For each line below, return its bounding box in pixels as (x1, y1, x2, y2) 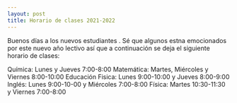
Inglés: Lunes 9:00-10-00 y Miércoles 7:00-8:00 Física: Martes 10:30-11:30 (7, 80, 226, 88)
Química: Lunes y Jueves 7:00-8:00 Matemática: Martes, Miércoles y (7, 65, 209, 73)
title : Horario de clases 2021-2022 (7, 17, 115, 24)
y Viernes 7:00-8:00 (7, 87, 67, 96)
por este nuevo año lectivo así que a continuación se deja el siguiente (7, 44, 210, 52)
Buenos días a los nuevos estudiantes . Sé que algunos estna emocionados (7, 36, 227, 44)
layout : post (7, 10, 46, 18)
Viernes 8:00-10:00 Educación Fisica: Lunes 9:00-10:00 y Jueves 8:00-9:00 (7, 72, 230, 81)
